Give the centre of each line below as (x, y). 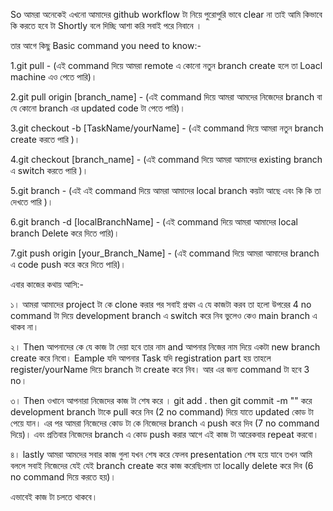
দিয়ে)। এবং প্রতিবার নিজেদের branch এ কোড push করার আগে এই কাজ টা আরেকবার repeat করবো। (165, 434)
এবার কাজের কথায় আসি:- (47, 284)
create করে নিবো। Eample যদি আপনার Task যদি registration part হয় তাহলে (141, 358)
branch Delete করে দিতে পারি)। (65, 233)
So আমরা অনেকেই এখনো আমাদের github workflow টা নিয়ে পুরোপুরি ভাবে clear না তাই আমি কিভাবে (166, 14)
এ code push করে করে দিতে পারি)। (68, 264)
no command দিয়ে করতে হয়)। (63, 477)
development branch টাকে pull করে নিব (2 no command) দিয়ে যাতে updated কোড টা (162, 412)
